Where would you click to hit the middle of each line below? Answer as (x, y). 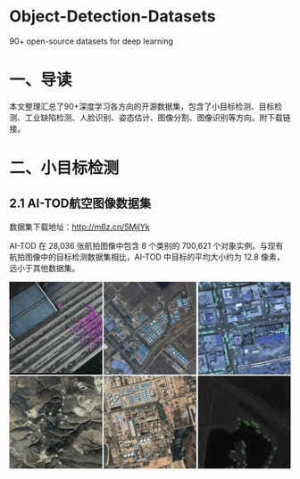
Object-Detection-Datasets (112, 17)
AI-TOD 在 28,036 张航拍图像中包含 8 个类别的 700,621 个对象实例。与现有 (146, 245)
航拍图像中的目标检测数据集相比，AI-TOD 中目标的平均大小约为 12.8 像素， (147, 257)
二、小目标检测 (64, 168)
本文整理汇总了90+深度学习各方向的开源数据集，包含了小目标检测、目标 (142, 106)
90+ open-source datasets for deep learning (92, 41)
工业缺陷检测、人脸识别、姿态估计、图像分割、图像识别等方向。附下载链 (158, 117)
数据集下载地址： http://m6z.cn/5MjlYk (79, 227)
